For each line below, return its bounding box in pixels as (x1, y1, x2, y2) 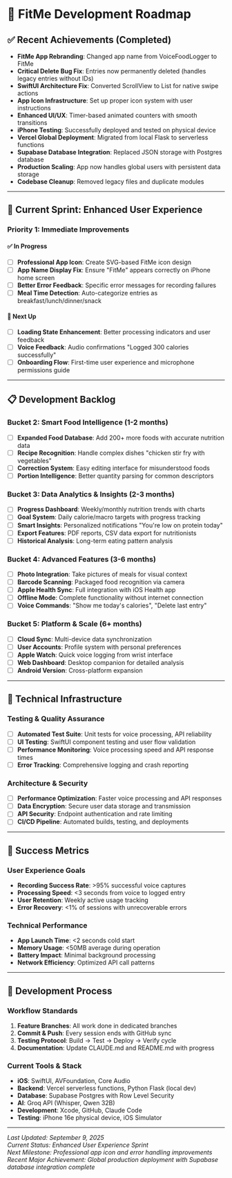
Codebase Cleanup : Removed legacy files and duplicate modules (17, 177, 204, 186)
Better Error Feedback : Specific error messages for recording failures (17, 281, 217, 289)
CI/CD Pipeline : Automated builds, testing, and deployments (17, 817, 189, 826)
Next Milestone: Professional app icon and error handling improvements (7, 1148, 213, 1157)
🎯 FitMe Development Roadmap (7, 6, 191, 22)
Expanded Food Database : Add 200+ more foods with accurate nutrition (17, 433, 224, 442)
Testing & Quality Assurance (7, 714, 105, 724)
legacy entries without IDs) (17, 74, 94, 83)
